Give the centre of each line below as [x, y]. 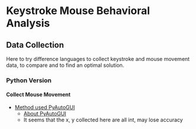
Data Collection [35, 45]
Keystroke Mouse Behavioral [78, 11]
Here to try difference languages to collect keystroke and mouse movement [98, 59]
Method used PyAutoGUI [45, 107]
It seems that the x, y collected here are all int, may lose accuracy [103, 120]
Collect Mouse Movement [38, 94]
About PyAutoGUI [45, 114]
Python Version [29, 80]
